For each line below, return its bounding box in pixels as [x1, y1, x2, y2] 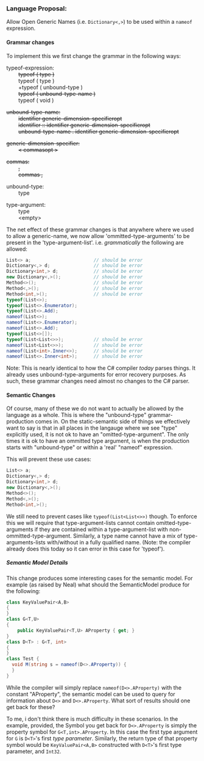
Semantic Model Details [6, 559, 68, 566]
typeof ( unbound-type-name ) [18, 90, 96, 97]
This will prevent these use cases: [6, 456, 91, 463]
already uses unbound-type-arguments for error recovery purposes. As [6, 371, 186, 378]
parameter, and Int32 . [6, 748, 62, 755]
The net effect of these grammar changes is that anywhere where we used [6, 226, 194, 233]
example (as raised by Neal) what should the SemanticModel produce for [6, 581, 190, 588]
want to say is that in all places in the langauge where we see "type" [6, 424, 178, 431]
